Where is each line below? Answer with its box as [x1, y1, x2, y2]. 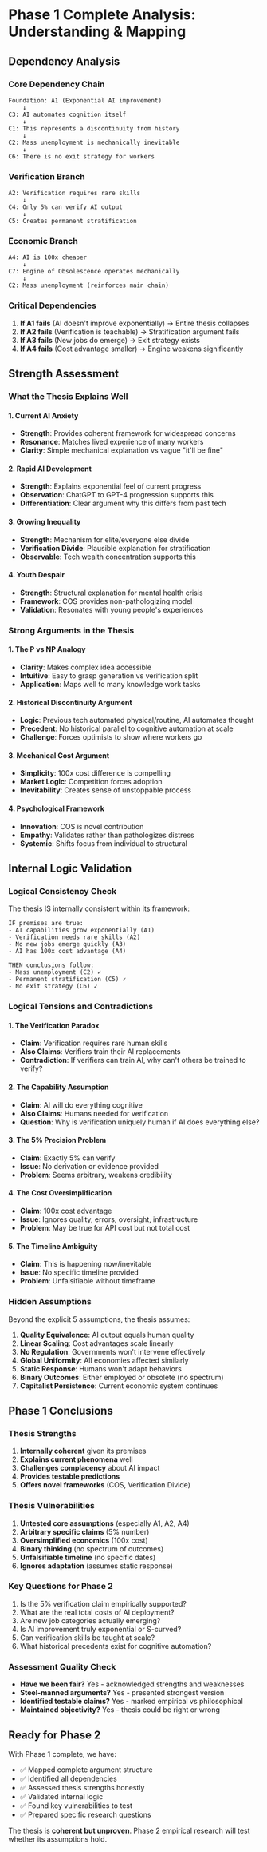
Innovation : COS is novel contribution [19, 821, 144, 831]
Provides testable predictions [19, 1471, 120, 1481]
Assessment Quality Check [8, 1661, 116, 1672]
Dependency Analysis [8, 54, 120, 68]
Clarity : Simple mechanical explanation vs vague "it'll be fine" [19, 445, 223, 455]
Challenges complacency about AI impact [19, 1463, 160, 1473]
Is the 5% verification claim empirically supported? [19, 1599, 187, 1608]
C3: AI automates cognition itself [8, 110, 127, 118]
